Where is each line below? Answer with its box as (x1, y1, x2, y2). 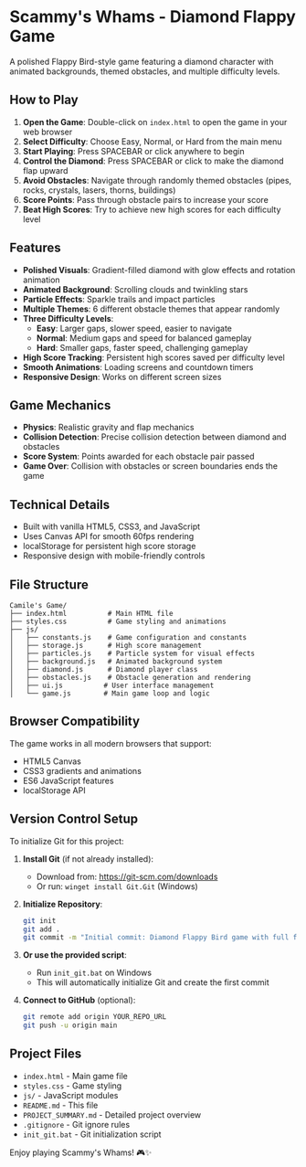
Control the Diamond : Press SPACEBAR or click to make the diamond (22, 155, 285, 166)
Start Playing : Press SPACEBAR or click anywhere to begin (22, 145, 245, 156)
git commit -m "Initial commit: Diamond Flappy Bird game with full (22, 933, 290, 942)
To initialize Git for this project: (9, 835, 125, 846)
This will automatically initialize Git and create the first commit (36, 977, 269, 988)
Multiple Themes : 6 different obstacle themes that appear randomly (22, 303, 280, 314)
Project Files (9, 1046, 82, 1062)
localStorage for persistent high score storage (22, 541, 196, 552)
